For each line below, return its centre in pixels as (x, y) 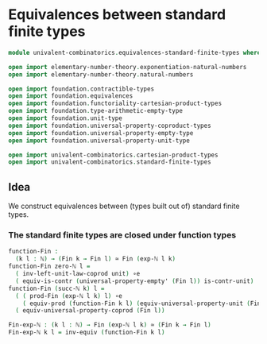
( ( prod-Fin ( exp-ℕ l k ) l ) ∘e (69, 296)
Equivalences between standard (117, 15)
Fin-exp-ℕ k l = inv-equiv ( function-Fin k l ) (87, 332)
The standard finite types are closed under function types (122, 235)
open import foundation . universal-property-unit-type (99, 141)
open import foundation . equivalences (71, 96)
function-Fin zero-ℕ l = (49, 267)
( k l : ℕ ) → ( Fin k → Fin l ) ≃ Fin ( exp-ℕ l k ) (96, 259)
